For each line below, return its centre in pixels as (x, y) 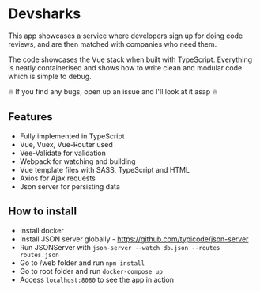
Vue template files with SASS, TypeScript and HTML (105, 169)
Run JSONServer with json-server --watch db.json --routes (120, 247)
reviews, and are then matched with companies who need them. (113, 44)
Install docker (42, 230)
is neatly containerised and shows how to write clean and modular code (125, 67)
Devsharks (45, 14)
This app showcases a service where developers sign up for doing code (126, 36)
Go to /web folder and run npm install (82, 263)
